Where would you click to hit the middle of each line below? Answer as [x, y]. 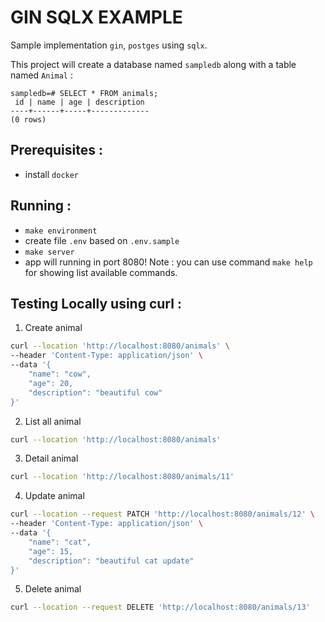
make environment [61, 231]
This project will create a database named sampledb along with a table [153, 64]
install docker [52, 174]
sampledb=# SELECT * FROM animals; [84, 93]
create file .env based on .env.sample [102, 240]
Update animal [54, 496]
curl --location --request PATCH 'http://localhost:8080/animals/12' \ [162, 514]
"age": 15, [51, 551]
